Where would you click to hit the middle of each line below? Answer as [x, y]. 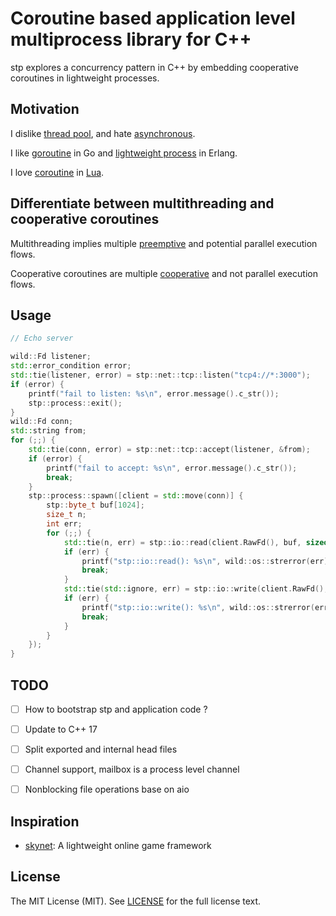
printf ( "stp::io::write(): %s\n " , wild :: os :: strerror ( [198, 607]
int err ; [64, 524]
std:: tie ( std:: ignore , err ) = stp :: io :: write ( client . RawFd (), [196, 589]
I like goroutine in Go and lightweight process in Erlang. [124, 153]
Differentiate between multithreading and [142, 203]
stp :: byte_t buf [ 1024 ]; [95, 505]
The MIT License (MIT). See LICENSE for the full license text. [136, 901]
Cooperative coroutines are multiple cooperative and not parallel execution [164, 273]
